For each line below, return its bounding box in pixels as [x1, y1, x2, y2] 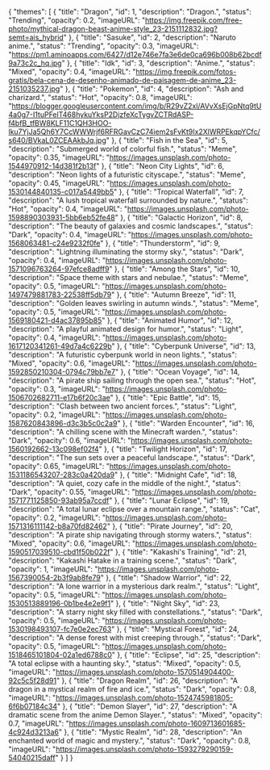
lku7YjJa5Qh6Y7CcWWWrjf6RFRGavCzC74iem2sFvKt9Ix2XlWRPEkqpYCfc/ [8, 127, 260, 136]
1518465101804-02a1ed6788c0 [8, 650, 113, 659]
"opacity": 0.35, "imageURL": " [8, 153, 110, 162]
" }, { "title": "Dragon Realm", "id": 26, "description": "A [56, 676, 238, 685]
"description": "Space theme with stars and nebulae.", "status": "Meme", [8, 273, 249, 282]
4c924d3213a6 [8, 727, 59, 737]
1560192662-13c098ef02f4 [8, 444, 99, 454]
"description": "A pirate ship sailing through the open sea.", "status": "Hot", [8, 375, 256, 385]
